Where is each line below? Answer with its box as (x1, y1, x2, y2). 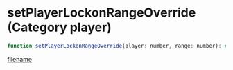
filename (7, 55, 33, 63)
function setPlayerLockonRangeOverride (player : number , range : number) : (7, 42, 222, 49)
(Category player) (7, 19, 112, 35)
